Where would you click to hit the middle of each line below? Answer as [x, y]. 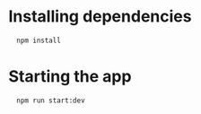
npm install [39, 40]
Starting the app [70, 76]
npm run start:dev [51, 101]
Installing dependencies [100, 17]
